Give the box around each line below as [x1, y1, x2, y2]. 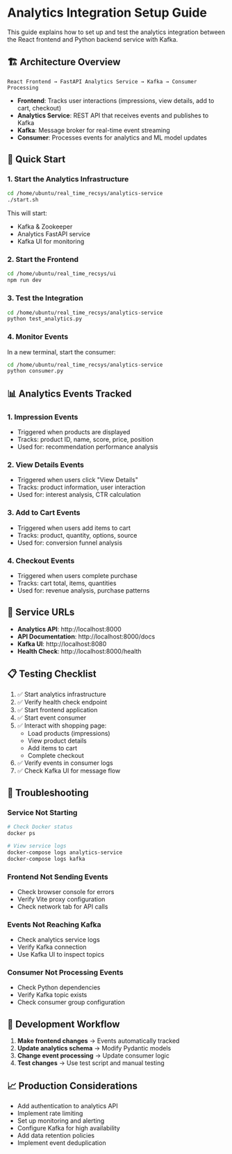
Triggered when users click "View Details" [17, 476, 139, 484]
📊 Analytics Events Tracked [7, 388, 132, 399]
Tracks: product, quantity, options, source [17, 531, 138, 539]
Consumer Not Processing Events [7, 968, 124, 978]
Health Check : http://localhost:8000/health [17, 647, 142, 655]
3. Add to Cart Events [7, 508, 81, 518]
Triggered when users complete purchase [17, 571, 138, 579]
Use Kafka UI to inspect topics [17, 950, 105, 959]
